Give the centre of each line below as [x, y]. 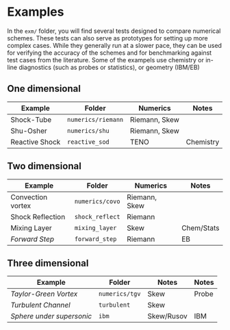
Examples [36, 12]
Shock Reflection [38, 216]
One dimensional [44, 89]
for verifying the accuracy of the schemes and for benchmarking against [110, 53]
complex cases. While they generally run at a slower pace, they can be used [115, 45]
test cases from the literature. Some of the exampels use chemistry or [105, 60]
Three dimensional [48, 263]
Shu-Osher [29, 131]
